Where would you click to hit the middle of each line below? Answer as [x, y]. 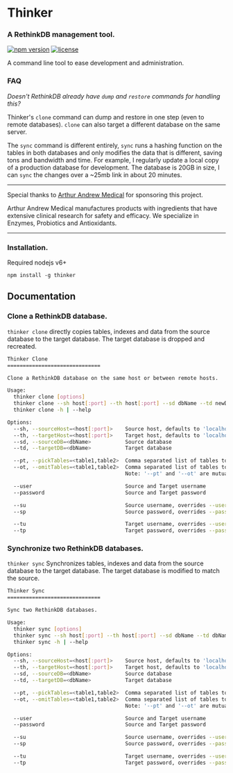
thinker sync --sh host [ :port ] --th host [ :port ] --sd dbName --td [111, 635]
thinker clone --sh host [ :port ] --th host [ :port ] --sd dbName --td [113, 404]
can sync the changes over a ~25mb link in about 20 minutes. [95, 174]
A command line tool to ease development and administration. [96, 63]
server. [17, 132]
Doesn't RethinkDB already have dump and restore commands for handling [114, 96]
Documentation [42, 297]
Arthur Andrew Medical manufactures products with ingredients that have [112, 208]
